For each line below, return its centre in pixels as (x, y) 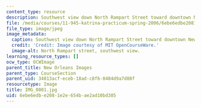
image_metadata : (26, 34)
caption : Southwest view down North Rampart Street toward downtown (99, 40)
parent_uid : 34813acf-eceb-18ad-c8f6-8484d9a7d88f (71, 79)
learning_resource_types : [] (42, 56)
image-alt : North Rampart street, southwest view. (76, 51)
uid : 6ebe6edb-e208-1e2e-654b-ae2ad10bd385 (61, 95)
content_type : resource (36, 12)
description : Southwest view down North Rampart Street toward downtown (99, 17)
